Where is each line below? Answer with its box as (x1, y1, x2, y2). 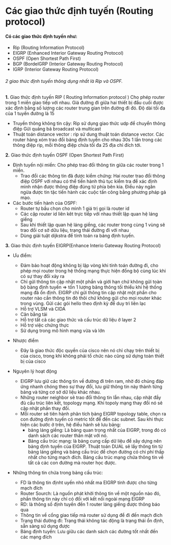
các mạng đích (20, 534, 52, 540)
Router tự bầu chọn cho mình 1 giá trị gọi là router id (20, 205, 130, 211)
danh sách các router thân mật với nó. (28, 432, 108, 439)
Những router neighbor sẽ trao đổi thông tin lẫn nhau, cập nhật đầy (20, 394, 161, 400)
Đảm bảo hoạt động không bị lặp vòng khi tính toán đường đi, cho (20, 262, 159, 268)
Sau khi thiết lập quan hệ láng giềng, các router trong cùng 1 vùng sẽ (20, 222, 165, 228)
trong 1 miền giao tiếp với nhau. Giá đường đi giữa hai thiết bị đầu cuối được (5, 99, 164, 105)
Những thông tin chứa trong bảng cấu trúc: (12, 469, 103, 475)
